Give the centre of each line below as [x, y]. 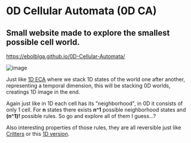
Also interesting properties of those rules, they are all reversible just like [94, 128]
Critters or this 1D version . [38, 134]
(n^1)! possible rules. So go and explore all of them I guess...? [81, 116]
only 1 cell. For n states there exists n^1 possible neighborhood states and [96, 110]
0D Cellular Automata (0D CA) [82, 11]
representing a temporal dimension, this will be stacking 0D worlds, [88, 85]
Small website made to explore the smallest [88, 33]
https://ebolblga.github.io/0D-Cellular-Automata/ [66, 56]
